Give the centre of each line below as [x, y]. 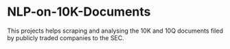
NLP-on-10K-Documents [79, 12]
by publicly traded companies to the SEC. [66, 37]
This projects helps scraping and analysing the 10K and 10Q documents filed [115, 31]
